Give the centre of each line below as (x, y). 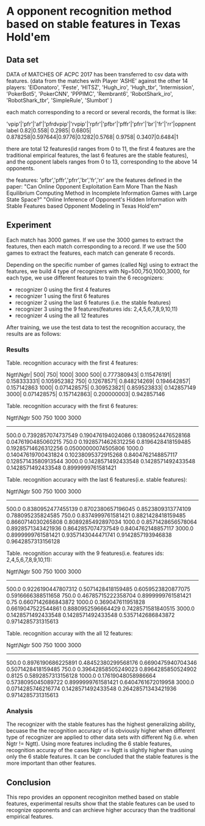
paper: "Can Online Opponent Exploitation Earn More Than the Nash (92, 187)
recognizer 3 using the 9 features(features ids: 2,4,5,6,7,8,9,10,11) (96, 309)
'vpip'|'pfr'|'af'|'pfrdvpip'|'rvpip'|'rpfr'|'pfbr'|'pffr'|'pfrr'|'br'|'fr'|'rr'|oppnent (101, 124)
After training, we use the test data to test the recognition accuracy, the (96, 327)
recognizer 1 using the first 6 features (62, 296)
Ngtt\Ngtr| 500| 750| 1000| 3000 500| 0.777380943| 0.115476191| (89, 375)
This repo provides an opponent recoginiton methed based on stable (92, 797)
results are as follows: (34, 333)
